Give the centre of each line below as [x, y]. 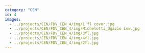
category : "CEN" [22, 10]
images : [13, 19]
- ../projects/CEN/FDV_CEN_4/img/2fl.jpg [54, 43]
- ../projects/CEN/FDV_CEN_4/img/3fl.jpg [54, 33]
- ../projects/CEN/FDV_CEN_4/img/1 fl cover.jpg [62, 24]
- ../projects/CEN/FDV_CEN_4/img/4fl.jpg [54, 38]
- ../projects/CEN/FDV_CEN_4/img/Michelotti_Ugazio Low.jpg [75, 29]
